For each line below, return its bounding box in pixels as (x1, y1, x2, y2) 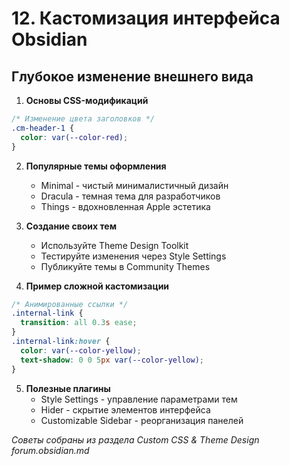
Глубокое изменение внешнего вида (11, 68, 254, 85)
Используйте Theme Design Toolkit (40, 239, 189, 251)
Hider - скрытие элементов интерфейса (40, 403, 211, 416)
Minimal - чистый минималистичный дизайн (40, 179, 229, 191)
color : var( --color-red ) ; (20, 132, 129, 142)
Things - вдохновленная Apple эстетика (40, 200, 211, 212)
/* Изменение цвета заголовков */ (11, 114, 156, 124)
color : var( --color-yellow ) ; (20, 345, 142, 356)
